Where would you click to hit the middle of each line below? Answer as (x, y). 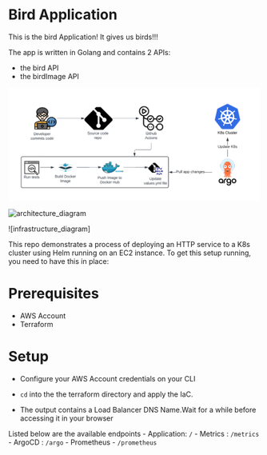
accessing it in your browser (66, 418)
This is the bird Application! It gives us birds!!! (83, 37)
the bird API (39, 68)
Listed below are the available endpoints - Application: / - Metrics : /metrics (134, 433)
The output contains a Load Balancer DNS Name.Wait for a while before (138, 409)
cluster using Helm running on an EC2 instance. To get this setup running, (130, 253)
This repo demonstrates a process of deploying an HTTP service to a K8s (129, 244)
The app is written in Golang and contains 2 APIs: (90, 52)
